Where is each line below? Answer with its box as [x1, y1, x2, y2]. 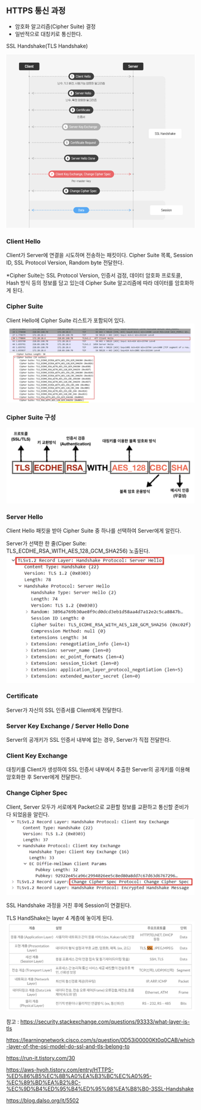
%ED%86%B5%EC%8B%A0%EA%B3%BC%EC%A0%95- [6, 1073, 153, 1080]
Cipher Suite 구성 [6, 413, 56, 422]
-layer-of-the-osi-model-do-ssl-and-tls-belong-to [6, 1043, 130, 1050]
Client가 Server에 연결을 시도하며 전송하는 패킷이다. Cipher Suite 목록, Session [6, 252, 193, 259]
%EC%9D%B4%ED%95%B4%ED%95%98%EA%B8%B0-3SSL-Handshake [6, 1085, 194, 1093]
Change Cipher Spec [6, 789, 68, 797]
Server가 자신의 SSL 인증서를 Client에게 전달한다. [6, 706, 123, 714]
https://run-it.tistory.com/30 [6, 1055, 75, 1062]
